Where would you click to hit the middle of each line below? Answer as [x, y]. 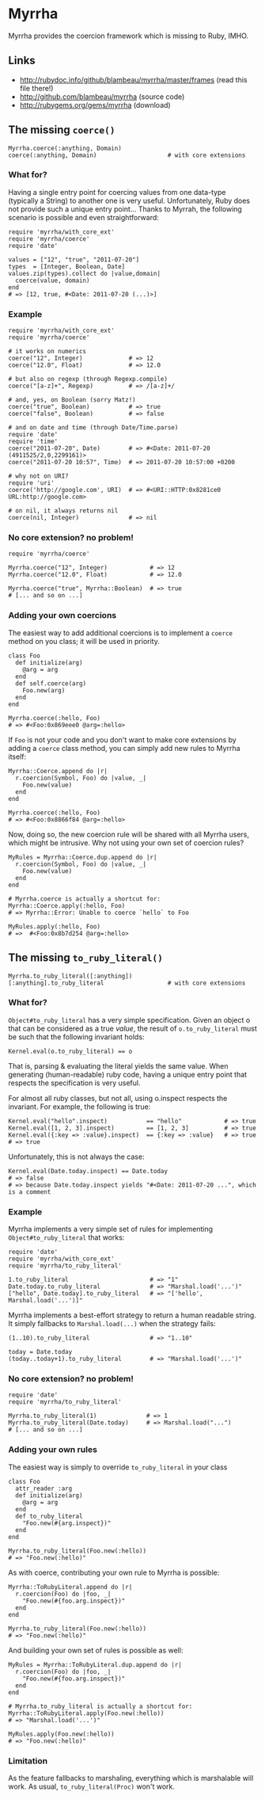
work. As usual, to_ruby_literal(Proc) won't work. [92, 1786]
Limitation [28, 1761]
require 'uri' [32, 483]
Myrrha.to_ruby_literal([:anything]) [70, 976]
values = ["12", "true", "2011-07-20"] [74, 259]
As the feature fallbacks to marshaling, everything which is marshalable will [131, 1778]
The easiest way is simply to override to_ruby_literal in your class [118, 1467]
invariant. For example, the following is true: [79, 1107]
